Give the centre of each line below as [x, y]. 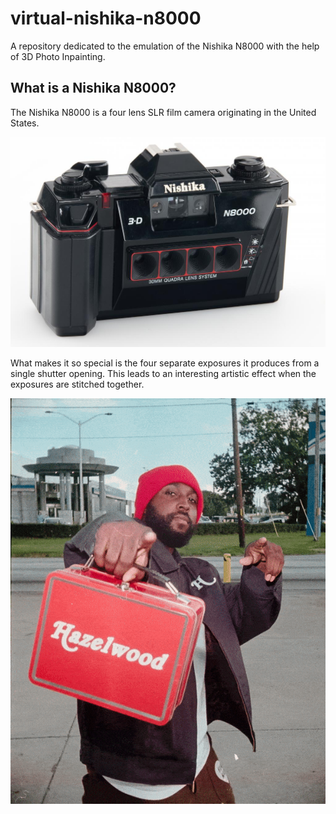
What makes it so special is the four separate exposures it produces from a [165, 363]
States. [25, 123]
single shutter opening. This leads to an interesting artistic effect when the [163, 373]
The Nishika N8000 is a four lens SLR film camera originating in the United [163, 112]
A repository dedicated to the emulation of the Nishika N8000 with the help [165, 46]
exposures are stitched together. [77, 384]
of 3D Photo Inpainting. [58, 56]
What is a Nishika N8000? [93, 88]
